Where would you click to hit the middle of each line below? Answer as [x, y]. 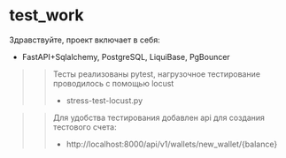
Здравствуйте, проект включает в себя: [85, 40]
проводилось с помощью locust [113, 83]
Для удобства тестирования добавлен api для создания [159, 117]
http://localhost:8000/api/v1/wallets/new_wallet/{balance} [172, 144]
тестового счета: [85, 127]
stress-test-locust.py [104, 100]
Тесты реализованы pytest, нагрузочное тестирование [157, 74]
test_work [46, 15]
